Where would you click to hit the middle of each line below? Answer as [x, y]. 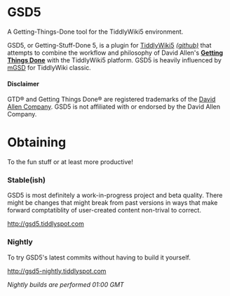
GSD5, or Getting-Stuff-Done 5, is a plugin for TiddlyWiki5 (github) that [109, 45]
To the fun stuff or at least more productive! [70, 162]
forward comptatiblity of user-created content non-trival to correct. [104, 210]
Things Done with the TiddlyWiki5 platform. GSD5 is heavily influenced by [115, 60]
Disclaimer [23, 83]
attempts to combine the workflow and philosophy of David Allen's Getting [115, 53]
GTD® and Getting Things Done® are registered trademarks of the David [111, 100]
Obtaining [37, 143]
